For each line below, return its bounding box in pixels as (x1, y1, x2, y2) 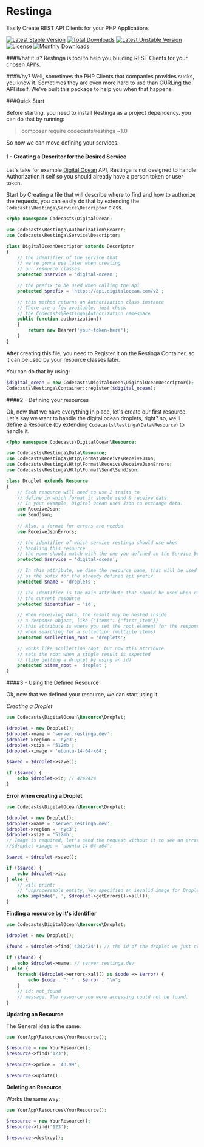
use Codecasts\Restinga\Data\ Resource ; (6, 450, 107, 456)
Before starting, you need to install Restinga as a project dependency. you (6, 109, 191, 116)
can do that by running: (6, 115, 65, 123)
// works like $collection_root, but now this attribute (17, 645, 165, 652)
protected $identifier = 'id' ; (17, 601, 97, 607)
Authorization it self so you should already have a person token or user (6, 173, 183, 180)
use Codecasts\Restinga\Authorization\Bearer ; (6, 226, 126, 233)
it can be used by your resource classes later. (6, 356, 120, 363)
